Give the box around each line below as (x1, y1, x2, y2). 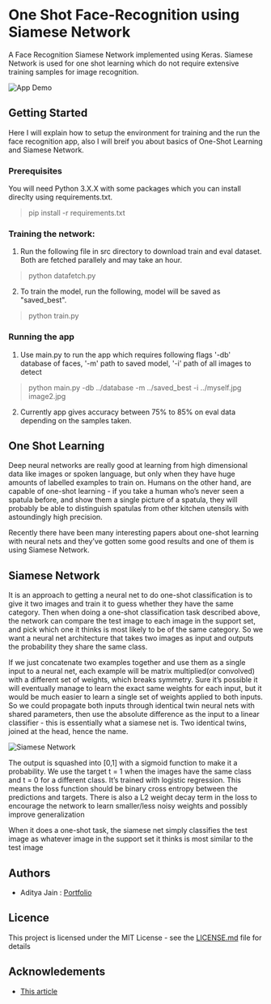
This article (19, 986, 58, 996)
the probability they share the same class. (8, 642, 148, 652)
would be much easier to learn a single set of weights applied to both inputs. (8, 692, 263, 702)
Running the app (8, 331, 75, 342)
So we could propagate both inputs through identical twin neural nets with (8, 701, 255, 710)
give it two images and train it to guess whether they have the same (8, 599, 234, 609)
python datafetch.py (28, 271, 96, 281)
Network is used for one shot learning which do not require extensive (8, 58, 239, 68)
